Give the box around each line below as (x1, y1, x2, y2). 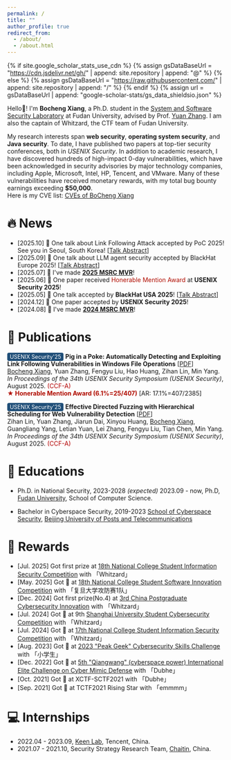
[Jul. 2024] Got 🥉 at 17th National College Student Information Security (17, 626, 219, 634)
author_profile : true (7, 23, 70, 30)
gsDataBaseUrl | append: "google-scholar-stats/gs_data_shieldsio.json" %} (7, 91, 223, 99)
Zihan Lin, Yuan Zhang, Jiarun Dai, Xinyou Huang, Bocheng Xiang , (7, 417, 196, 425)
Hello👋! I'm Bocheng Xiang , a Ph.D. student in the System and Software (7, 105, 212, 112)
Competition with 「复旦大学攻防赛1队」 (17, 586, 131, 594)
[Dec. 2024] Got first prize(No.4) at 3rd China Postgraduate (17, 594, 187, 602)
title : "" (7, 17, 36, 24)
